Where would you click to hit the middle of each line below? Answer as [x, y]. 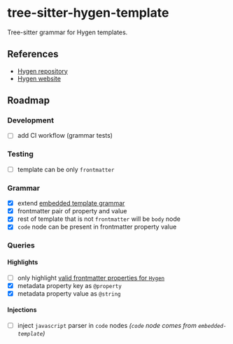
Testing [20, 154]
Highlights [23, 262]
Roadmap [29, 100]
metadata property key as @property [70, 285]
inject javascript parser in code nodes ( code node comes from [107, 325]
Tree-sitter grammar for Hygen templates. [68, 32]
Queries [21, 245]
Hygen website [39, 78]
